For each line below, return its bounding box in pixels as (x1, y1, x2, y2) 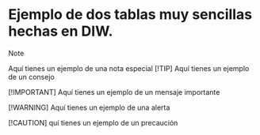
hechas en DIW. (8, 22, 113, 40)
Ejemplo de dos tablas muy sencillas (8, 6, 252, 24)
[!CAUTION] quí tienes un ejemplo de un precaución (8, 118, 178, 127)
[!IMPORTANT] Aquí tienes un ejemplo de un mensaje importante (8, 87, 220, 96)
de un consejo (8, 72, 55, 81)
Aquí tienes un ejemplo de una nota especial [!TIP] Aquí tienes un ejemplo (8, 63, 250, 73)
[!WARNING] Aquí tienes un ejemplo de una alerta (8, 103, 170, 112)
